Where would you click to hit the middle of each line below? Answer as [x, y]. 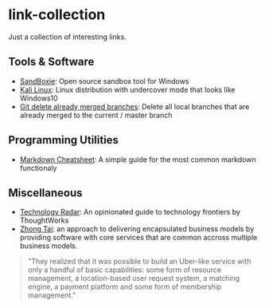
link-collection [57, 15]
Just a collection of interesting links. [68, 37]
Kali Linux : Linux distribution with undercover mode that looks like [127, 89]
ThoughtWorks [44, 220]
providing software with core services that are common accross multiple [138, 238]
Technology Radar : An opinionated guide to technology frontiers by [130, 212]
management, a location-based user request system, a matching [134, 278]
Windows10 [39, 98]
